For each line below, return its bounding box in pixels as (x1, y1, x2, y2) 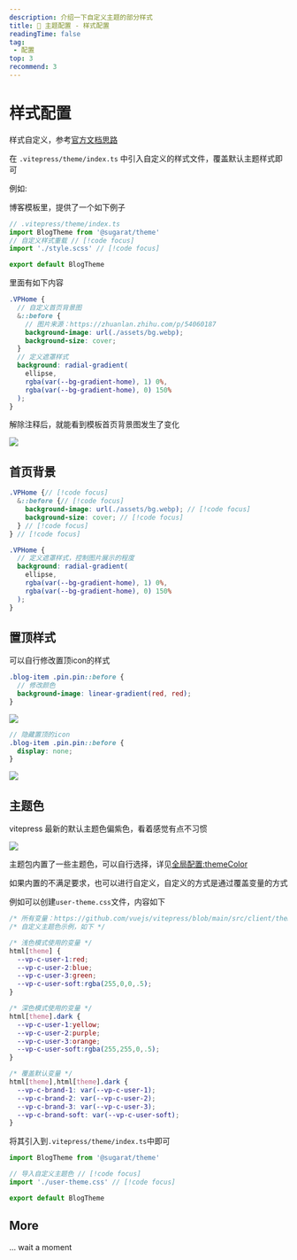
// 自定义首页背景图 (17, 303, 82, 313)
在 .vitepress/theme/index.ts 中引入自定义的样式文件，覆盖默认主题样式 (9, 152, 276, 164)
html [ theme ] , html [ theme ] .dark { (9, 1077, 128, 1086)
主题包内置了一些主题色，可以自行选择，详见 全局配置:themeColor (9, 859, 248, 869)
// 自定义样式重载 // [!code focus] (9, 236, 135, 245)
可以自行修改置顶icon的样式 (9, 655, 110, 665)
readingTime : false (9, 29, 81, 38)
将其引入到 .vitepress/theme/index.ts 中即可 (9, 1136, 171, 1147)
